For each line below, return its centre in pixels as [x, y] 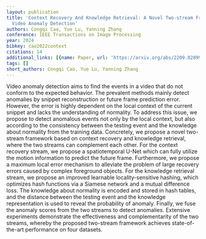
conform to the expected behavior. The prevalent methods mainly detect [98, 93]
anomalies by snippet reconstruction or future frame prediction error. [93, 99]
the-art [15, 230]
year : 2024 [20, 40]
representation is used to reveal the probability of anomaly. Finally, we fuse [101, 203]
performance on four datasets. [64, 230]
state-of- [183, 223]
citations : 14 [25, 52]
